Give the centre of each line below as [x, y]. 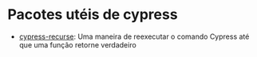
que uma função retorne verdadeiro [77, 44]
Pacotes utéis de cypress [93, 15]
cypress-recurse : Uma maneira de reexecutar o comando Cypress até [134, 36]
